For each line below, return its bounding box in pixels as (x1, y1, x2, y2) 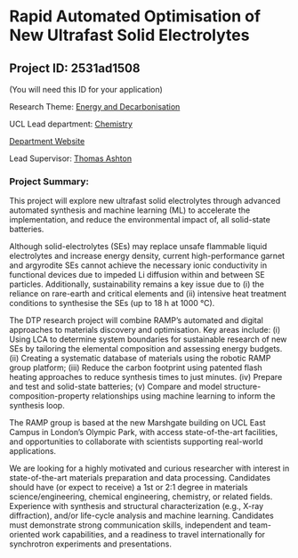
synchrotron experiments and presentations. (9, 538, 172, 549)
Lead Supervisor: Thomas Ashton (9, 153, 132, 164)
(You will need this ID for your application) (9, 85, 163, 94)
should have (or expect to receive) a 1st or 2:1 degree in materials (9, 482, 248, 493)
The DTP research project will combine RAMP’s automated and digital (9, 315, 264, 326)
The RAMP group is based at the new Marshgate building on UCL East (9, 417, 266, 428)
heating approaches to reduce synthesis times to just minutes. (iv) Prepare (9, 372, 283, 383)
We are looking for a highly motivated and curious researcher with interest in (9, 463, 290, 473)
